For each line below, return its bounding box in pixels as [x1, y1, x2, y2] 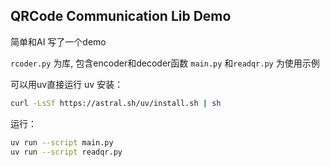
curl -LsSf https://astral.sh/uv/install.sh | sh [10, 98, 222, 108]
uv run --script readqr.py [10, 147, 123, 157]
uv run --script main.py [10, 137, 114, 148]
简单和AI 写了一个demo [10, 35, 107, 48]
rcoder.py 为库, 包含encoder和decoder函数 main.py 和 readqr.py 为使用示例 [10, 57, 320, 69]
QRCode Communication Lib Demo [10, 8, 232, 25]
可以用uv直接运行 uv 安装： [10, 78, 124, 90]
